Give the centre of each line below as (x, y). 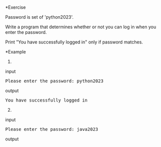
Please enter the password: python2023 (54, 81)
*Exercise (16, 7)
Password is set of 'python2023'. (39, 17)
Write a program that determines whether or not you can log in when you (81, 27)
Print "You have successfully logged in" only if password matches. (74, 42)
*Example (16, 52)
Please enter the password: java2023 (52, 129)
